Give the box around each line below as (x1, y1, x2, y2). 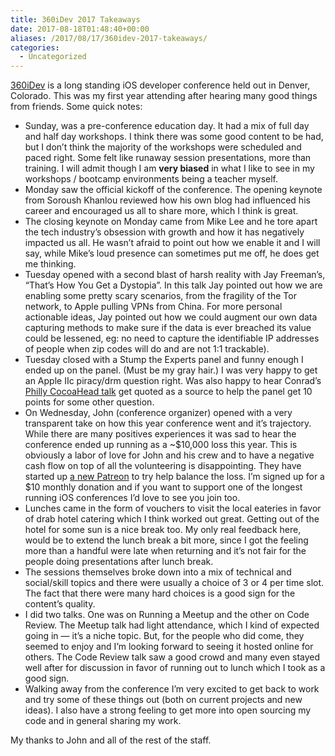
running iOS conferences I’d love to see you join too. (24, 492, 241, 504)
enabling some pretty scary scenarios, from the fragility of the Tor (24, 290, 297, 302)
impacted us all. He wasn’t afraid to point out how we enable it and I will (24, 237, 321, 249)
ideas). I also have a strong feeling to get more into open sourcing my (24, 704, 312, 716)
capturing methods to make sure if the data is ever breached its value (24, 322, 312, 334)
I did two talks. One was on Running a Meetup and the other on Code (24, 609, 310, 621)
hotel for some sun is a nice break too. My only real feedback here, (24, 524, 302, 536)
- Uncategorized (19, 52, 87, 62)
